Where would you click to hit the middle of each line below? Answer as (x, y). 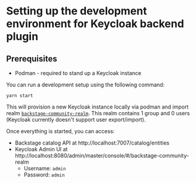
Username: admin (45, 168)
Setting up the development (77, 11)
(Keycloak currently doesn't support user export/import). (76, 119)
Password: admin (44, 175)
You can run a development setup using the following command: (85, 85)
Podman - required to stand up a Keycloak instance (78, 73)
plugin (22, 37)
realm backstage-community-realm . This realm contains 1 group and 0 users (98, 113)
